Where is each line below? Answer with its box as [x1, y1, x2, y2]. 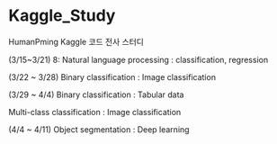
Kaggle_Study [8, 5, 116, 26]
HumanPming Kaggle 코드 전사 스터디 [8, 36, 145, 47]
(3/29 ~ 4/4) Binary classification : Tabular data [8, 89, 184, 100]
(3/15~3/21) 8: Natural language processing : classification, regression [8, 54, 269, 65]
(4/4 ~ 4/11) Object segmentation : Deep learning [8, 123, 190, 135]
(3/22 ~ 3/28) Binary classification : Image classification [8, 71, 217, 82]
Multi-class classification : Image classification [8, 106, 182, 117]
